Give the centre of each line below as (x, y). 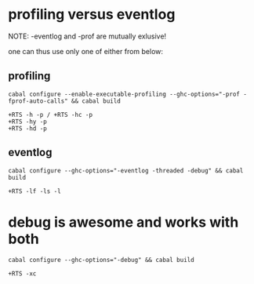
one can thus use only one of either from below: (85, 51)
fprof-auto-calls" (38, 101)
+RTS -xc (22, 273)
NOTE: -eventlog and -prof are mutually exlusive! (87, 36)
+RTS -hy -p (27, 122)
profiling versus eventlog (92, 15)
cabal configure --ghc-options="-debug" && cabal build (101, 260)
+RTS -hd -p (27, 128)
